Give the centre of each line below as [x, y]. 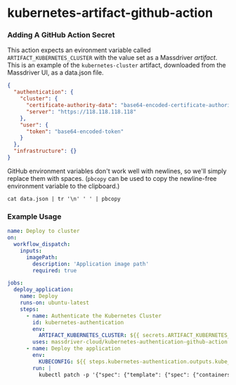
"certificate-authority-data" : [72, 106]
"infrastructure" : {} [45, 151]
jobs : [15, 283]
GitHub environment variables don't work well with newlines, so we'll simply [117, 171]
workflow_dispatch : [42, 244]
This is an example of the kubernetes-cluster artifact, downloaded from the [117, 65]
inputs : [31, 251]
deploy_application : [44, 290]
